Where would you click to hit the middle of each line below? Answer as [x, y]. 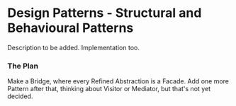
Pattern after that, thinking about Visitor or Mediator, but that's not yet [109, 89]
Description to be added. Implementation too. [73, 47]
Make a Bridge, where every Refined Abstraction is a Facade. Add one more [118, 81]
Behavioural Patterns [71, 28]
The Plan [23, 66]
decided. [20, 96]
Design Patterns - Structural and [105, 13]
